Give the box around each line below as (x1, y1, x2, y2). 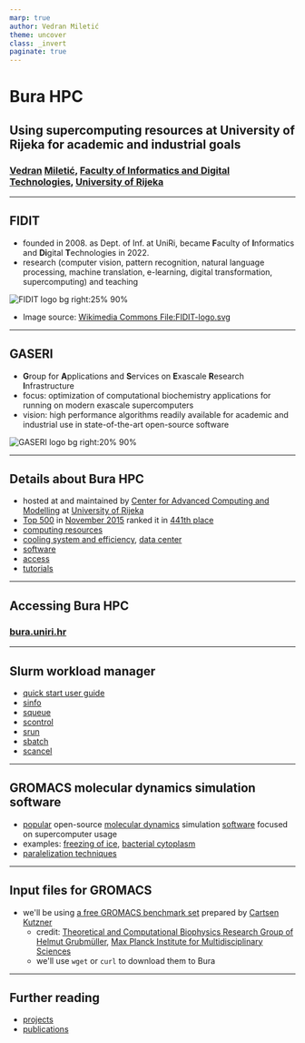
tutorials (22, 563, 54, 574)
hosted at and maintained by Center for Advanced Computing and (22, 495, 270, 506)
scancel (22, 745, 53, 756)
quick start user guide (22, 687, 105, 698)
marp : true (9, 13, 51, 23)
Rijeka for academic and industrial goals (9, 137, 241, 152)
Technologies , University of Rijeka (9, 175, 164, 187)
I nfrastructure (22, 380, 74, 391)
